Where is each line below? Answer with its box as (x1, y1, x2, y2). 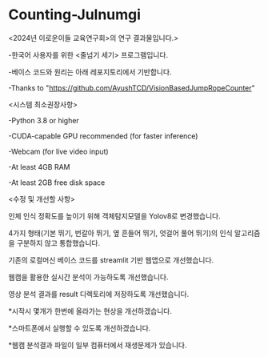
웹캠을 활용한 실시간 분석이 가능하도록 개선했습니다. (8, 272, 169, 282)
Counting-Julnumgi (8, 6, 142, 24)
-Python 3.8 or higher (8, 115, 80, 125)
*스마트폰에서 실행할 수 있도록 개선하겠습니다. (8, 323, 151, 333)
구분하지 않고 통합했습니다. (16, 238, 101, 247)
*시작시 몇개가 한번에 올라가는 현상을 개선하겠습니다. (8, 306, 172, 315)
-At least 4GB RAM (8, 162, 70, 171)
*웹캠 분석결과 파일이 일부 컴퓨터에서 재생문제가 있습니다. (8, 340, 187, 350)
